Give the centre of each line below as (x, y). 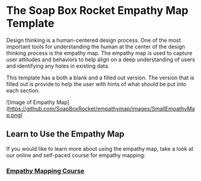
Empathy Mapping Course (45, 171)
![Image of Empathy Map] (38, 102)
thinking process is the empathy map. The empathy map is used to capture (100, 53)
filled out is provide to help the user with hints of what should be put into (96, 84)
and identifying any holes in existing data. (58, 66)
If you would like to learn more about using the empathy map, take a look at (100, 148)
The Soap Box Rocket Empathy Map (97, 11)
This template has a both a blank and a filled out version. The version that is (100, 77)
